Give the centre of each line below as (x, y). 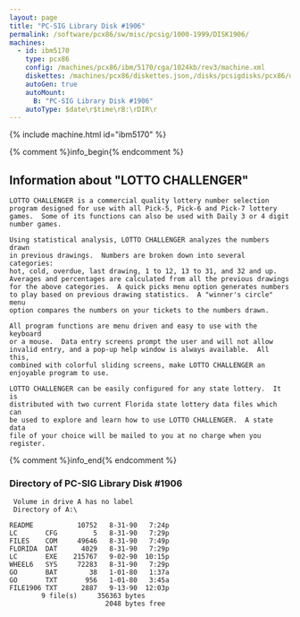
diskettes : (46, 76)
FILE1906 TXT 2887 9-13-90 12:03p (89, 588)
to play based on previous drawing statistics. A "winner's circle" (142, 295)
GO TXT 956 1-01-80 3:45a (89, 580)
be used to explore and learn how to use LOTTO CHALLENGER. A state (142, 420)
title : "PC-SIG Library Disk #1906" (77, 26)
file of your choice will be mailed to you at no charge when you (135, 436)
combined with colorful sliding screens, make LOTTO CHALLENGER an (137, 365)
